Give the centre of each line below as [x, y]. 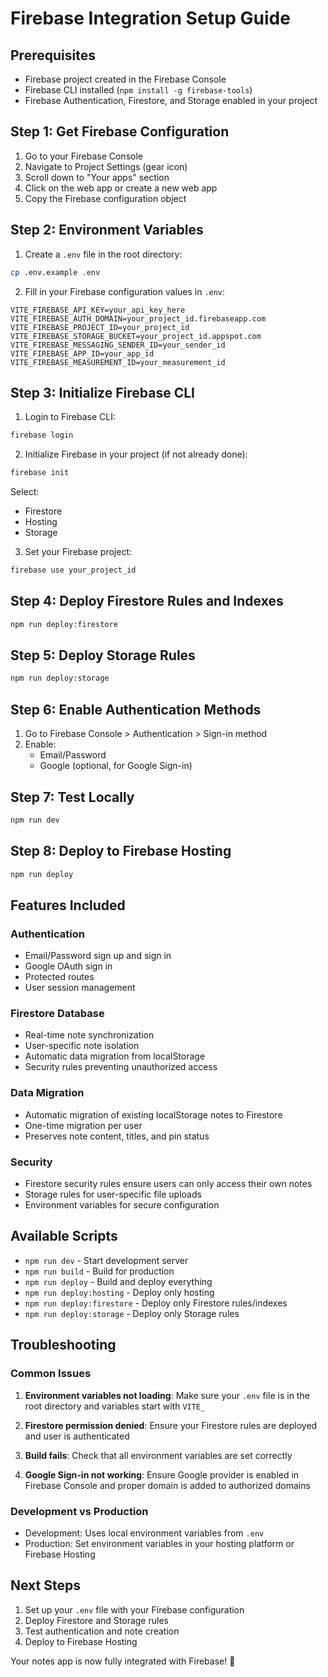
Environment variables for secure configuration [122, 1205]
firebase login [42, 435]
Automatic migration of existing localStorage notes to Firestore [153, 1114]
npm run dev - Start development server [106, 1260]
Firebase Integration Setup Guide [150, 18]
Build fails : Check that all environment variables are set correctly [158, 1455]
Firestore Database [57, 1014]
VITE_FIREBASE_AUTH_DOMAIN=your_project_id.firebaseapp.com [138, 318]
